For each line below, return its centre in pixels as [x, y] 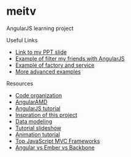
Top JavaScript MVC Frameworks [58, 141]
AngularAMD [31, 102]
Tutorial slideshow [38, 128]
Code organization [39, 95]
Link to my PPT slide [41, 52]
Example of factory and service [55, 65]
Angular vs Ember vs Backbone [55, 147]
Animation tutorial [37, 134]
